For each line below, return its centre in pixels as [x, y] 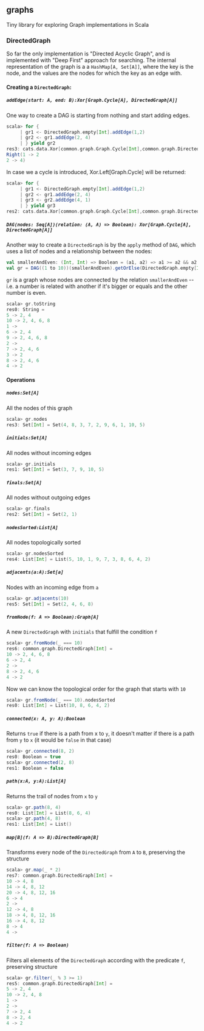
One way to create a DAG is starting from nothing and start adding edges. [98, 115]
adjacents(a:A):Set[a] [35, 572]
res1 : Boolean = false [35, 768]
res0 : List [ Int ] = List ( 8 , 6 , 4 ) [49, 813]
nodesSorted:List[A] [32, 527]
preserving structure [32, 966]
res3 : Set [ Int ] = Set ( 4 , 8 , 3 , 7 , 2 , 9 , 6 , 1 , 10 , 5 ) [76, 425]
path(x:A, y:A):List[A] [36, 781]
